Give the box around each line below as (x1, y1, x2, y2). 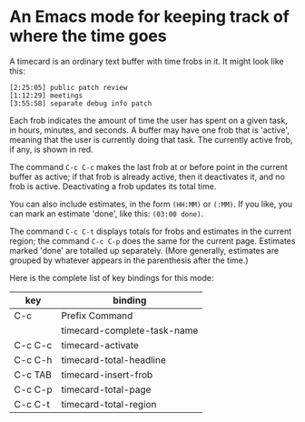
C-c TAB (14, 368, 52, 381)
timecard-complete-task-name (61, 324, 199, 337)
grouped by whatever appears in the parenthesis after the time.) (9, 255, 249, 266)
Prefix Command (61, 309, 133, 322)
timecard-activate (61, 338, 139, 351)
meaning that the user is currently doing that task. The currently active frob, (9, 134, 293, 145)
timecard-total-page (61, 383, 152, 396)
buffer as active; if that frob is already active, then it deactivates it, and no (9, 171, 286, 182)
